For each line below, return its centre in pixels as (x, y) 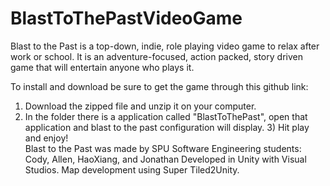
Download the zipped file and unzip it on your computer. (140, 106)
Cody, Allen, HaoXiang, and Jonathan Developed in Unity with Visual (165, 159)
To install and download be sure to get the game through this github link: (159, 86)
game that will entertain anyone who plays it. (102, 67)
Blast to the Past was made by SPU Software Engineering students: (163, 148)
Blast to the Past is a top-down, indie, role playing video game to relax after (165, 46)
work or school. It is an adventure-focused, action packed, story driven (156, 56)
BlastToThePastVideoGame (126, 18)
